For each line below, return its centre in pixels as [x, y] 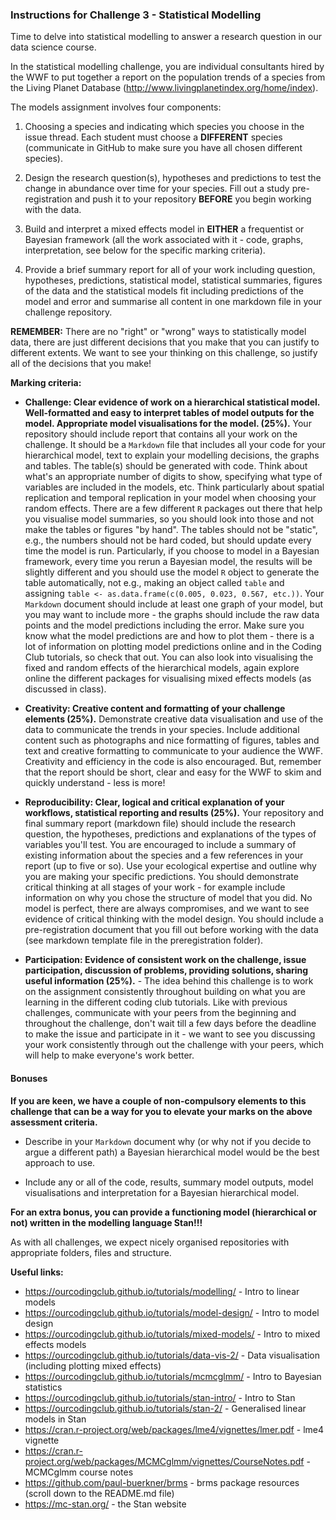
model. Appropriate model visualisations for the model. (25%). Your [168, 424]
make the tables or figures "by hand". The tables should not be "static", [171, 530]
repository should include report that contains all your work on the [161, 434]
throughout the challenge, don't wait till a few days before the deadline [170, 1024]
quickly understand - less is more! [95, 783]
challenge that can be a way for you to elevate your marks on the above [161, 1111]
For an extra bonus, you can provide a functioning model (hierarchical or [164, 1212]
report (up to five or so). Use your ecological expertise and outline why [170, 866]
